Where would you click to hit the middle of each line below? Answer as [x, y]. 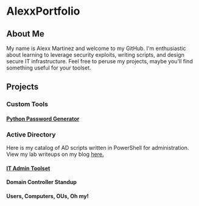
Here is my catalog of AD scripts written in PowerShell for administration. [98, 148]
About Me [25, 34]
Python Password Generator [43, 119]
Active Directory [31, 134]
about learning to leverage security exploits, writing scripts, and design [95, 55]
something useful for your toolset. [49, 68]
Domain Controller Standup [42, 182]
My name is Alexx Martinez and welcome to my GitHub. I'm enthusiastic [96, 48]
